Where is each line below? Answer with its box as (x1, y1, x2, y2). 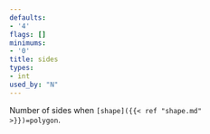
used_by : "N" (9, 80, 59, 89)
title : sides (9, 55, 59, 64)
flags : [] (9, 30, 47, 39)
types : (9, 64, 34, 73)
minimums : (9, 38, 47, 48)
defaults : (9, 13, 47, 22)
